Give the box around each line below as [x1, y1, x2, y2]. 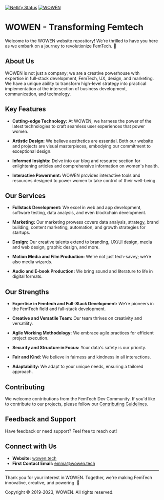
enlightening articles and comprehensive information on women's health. [12, 163, 159, 168]
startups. [12, 229, 31, 235]
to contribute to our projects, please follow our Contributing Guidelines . [5, 401, 148, 407]
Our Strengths [5, 288, 49, 296]
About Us [5, 57, 34, 65]
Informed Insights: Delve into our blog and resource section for [12, 158, 141, 164]
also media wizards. [12, 259, 53, 265]
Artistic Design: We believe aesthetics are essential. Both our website [12, 138, 153, 144]
